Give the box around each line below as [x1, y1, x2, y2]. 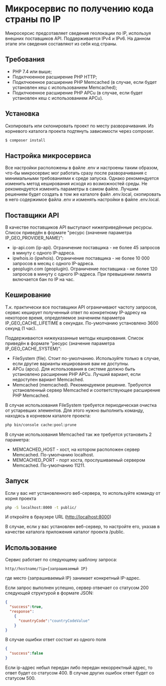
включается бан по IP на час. [12, 277, 75, 283]
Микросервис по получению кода [5, 3, 154, 14]
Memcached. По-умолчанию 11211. [12, 462, 85, 468]
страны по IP [5, 13, 61, 25]
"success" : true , [9, 605, 43, 610]
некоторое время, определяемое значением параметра [5, 315, 125, 321]
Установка [5, 109, 40, 118]
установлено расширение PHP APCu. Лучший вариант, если [12, 371, 141, 377]
